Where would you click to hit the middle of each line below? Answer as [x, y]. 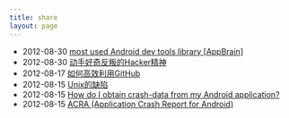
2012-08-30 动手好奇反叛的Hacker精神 [95, 62]
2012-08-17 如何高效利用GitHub [81, 73]
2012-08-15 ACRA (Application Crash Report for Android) [128, 104]
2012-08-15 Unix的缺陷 [65, 84]
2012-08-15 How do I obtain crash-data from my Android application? [151, 94]
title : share [34, 17]
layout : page [34, 26]
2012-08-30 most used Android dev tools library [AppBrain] [133, 51]
